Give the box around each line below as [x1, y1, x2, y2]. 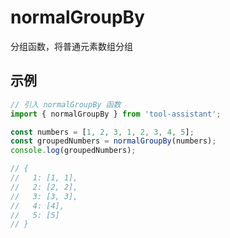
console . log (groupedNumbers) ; [10, 146, 137, 156]
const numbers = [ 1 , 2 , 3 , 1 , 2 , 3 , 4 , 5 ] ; [10, 127, 195, 137]
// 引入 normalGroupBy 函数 [10, 99, 122, 110]
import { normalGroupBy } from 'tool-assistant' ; [10, 109, 222, 119]
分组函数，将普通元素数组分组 [10, 40, 133, 52]
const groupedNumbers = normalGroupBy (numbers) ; [10, 136, 217, 146]
